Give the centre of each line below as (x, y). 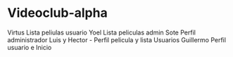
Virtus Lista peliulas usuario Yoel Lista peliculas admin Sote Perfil (101, 32)
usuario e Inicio (30, 47)
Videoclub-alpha (57, 13)
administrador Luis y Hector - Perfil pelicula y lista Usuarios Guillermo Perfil (117, 39)
